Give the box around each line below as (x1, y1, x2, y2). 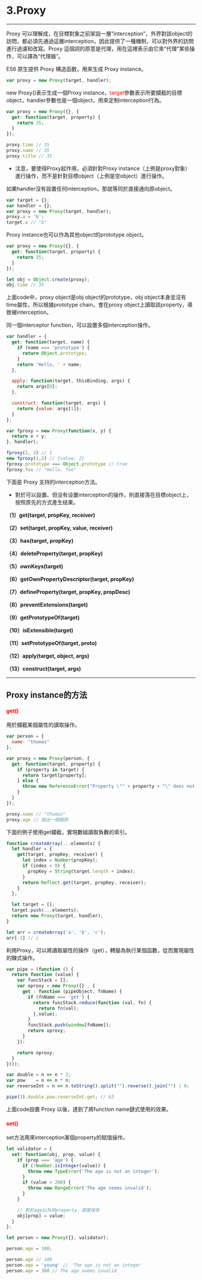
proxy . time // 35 (6, 142, 50, 148)
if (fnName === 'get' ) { (28, 994, 90, 1000)
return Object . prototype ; (22, 350, 87, 356)
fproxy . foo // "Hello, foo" (6, 466, 77, 473)
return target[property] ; (22, 772, 87, 778)
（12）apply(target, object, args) (6, 652, 90, 660)
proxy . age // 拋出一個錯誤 (6, 817, 69, 823)
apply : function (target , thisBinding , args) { (11, 378, 130, 384)
